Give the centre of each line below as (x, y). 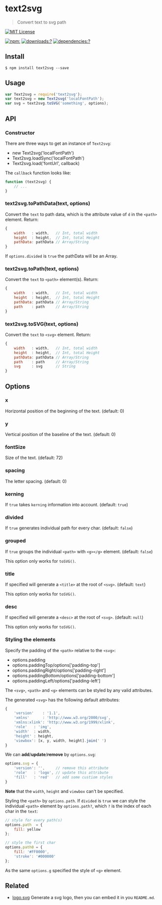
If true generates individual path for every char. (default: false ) (69, 528)
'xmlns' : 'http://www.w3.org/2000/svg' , (62, 718)
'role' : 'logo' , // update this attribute (61, 773)
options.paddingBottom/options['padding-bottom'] (64, 675)
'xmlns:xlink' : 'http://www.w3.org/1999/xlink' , (65, 722)
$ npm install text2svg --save (37, 68)
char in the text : (22, 811)
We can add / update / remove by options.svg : (51, 755)
